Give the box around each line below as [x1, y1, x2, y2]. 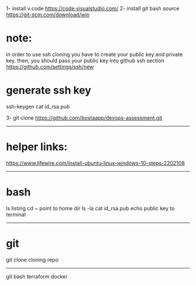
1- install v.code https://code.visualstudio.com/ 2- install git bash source [6, 5, 180, 12]
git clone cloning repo [6, 256, 59, 263]
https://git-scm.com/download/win [6, 11, 90, 18]
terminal [6, 211, 26, 218]
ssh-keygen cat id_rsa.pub [6, 103, 70, 110]
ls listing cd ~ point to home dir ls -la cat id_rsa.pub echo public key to [6, 204, 175, 212]
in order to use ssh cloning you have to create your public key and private [6, 51, 183, 58]
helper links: [6, 140, 68, 154]
